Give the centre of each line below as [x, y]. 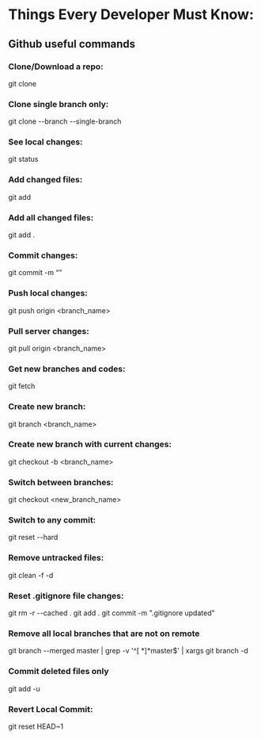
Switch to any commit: [52, 520]
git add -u [25, 688]
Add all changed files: [51, 217]
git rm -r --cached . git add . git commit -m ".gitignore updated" [112, 613]
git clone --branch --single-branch [65, 121]
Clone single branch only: [59, 104]
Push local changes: [48, 293]
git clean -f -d [31, 575]
